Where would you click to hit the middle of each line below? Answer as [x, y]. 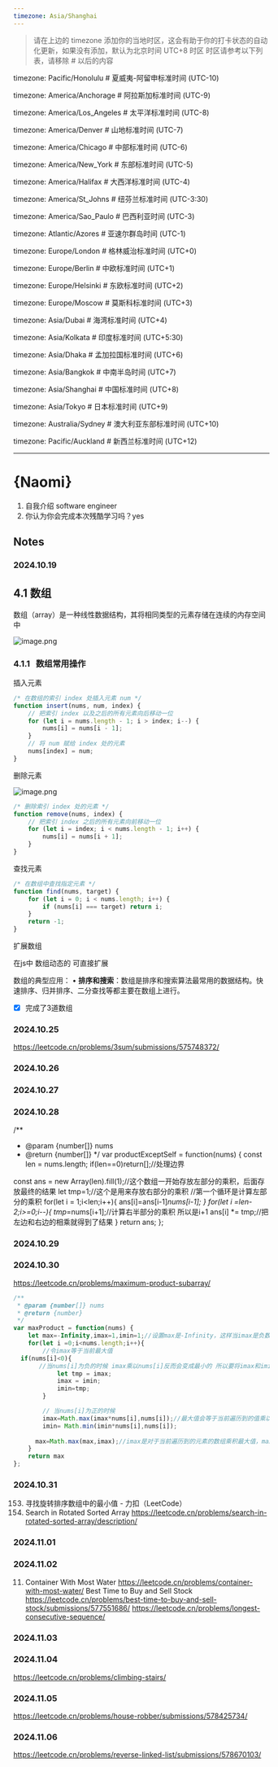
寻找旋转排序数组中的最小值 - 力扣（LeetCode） [106, 1503]
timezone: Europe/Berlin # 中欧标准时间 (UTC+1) [94, 268]
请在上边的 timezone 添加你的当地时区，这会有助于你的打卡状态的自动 [150, 40]
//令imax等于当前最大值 [78, 1351]
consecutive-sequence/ [65, 1616]
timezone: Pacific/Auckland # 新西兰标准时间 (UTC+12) [105, 441]
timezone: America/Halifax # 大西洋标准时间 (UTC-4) [102, 182]
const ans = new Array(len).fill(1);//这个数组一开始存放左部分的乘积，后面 [136, 1181]
